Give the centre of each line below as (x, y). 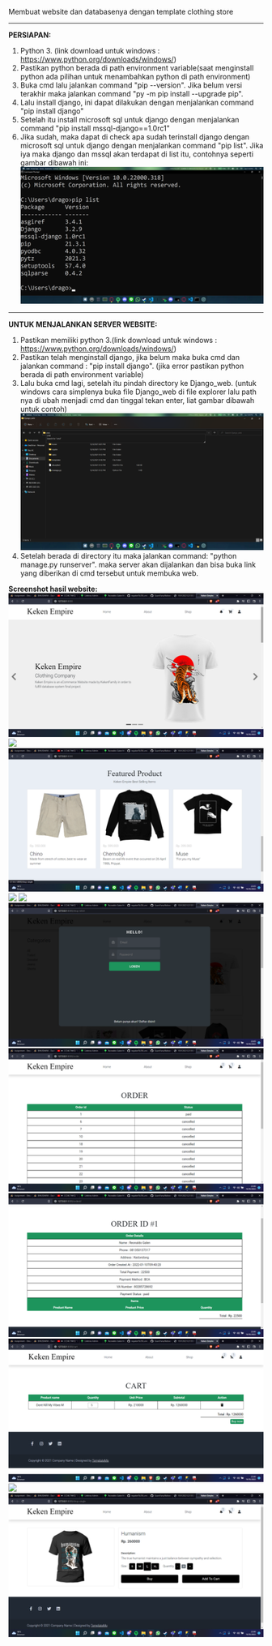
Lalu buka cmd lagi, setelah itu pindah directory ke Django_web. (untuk (138, 384)
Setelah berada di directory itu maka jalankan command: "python (128, 556)
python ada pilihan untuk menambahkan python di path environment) (135, 77)
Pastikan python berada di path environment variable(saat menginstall (137, 68)
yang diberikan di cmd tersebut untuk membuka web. (109, 573)
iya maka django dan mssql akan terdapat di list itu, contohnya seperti (136, 154)
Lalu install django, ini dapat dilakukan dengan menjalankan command (137, 102)
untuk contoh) (43, 409)
